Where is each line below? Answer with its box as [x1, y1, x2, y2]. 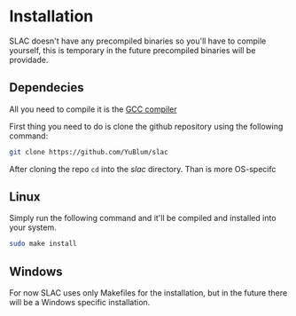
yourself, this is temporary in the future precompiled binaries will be [9, 44, 256, 55]
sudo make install [9, 240, 77, 249]
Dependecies [9, 80, 84, 95]
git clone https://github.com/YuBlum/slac [9, 147, 168, 156]
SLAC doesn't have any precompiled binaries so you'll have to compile [9, 36, 267, 46]
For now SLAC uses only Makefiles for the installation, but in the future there [9, 288, 288, 298]
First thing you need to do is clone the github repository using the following [9, 121, 284, 131]
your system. [9, 222, 58, 233]
